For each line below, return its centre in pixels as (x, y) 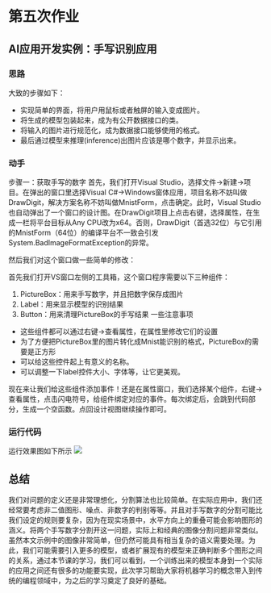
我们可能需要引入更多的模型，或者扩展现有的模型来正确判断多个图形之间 (142, 550)
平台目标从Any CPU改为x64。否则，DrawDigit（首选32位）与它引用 (149, 223)
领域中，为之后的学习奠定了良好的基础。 (103, 581)
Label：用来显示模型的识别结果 (71, 304)
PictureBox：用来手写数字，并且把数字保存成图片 (102, 294)
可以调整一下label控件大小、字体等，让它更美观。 (102, 372)
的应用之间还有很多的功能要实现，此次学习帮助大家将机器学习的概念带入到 (132, 570)
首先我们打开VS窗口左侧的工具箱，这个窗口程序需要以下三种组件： (119, 277)
